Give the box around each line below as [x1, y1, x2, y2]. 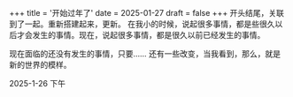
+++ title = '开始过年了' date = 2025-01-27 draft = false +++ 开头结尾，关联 [9, 8, 285, 18]
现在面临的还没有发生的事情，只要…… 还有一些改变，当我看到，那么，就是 [9, 48, 281, 59]
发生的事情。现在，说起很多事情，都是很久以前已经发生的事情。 [32, 30, 266, 40]
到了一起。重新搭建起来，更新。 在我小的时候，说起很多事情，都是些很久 [9, 19, 275, 29]
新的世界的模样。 [9, 60, 72, 70]
